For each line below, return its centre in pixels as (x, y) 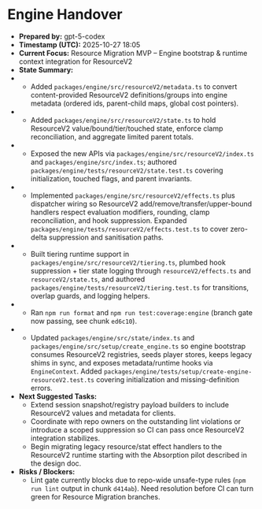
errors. (41, 388)
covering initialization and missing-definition (168, 379)
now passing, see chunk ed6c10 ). (84, 321)
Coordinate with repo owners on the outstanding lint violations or (136, 421)
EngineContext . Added (66, 371)
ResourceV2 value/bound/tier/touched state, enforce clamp (127, 128)
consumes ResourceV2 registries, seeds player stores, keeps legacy (141, 354)
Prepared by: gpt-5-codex (62, 36)
